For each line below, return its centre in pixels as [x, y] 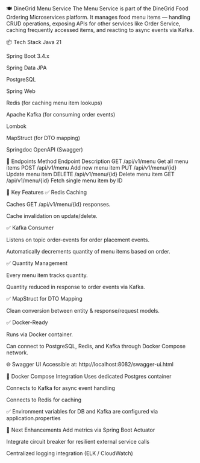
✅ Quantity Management [37, 263]
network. [17, 353]
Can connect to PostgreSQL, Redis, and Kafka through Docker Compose [96, 346]
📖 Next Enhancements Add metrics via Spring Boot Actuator [81, 430]
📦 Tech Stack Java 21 [34, 42]
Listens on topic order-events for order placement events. [78, 240]
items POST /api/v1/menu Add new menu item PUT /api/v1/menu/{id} [92, 168]
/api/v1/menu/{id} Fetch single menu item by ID [64, 180]
